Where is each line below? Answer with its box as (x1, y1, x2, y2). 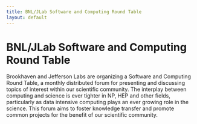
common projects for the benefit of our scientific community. (6, 111, 158, 119)
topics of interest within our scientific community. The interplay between (6, 85, 187, 93)
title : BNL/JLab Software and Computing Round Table (6, 8, 142, 15)
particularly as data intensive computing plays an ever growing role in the (6, 99, 189, 106)
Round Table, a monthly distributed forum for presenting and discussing (6, 79, 186, 87)
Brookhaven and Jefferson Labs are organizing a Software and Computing (6, 73, 192, 80)
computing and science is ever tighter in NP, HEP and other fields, (6, 92, 171, 99)
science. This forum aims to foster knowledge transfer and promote (6, 105, 175, 112)
